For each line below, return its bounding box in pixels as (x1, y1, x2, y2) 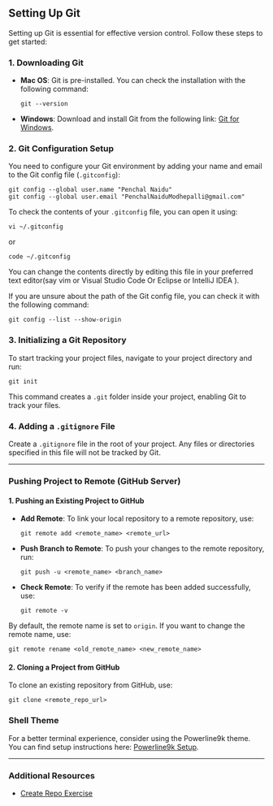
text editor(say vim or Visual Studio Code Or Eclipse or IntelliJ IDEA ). (8, 275, 240, 285)
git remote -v (19, 607, 68, 615)
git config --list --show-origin (8, 316, 122, 324)
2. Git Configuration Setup (8, 143, 115, 154)
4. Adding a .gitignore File (8, 420, 115, 431)
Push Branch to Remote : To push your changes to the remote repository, (19, 544, 265, 553)
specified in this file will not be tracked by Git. (8, 448, 161, 457)
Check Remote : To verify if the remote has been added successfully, (19, 583, 252, 592)
